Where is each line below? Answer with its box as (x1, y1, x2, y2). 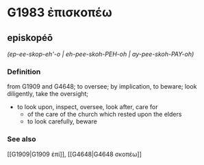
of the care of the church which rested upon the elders (27, 110, 182, 119)
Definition (7, 67, 41, 76)
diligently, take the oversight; (7, 90, 89, 98)
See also (7, 134, 36, 144)
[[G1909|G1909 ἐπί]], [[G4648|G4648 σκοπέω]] (7, 150, 142, 158)
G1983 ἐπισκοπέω (7, 5, 113, 20)
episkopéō (7, 32, 53, 44)
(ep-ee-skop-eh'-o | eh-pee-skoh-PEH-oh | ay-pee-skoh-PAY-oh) (7, 50, 194, 58)
